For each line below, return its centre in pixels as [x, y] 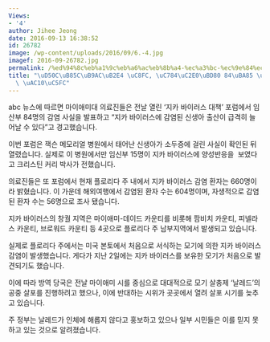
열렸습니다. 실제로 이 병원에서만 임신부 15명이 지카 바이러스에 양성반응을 [121, 154]
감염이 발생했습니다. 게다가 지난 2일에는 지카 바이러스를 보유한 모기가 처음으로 [131, 255]
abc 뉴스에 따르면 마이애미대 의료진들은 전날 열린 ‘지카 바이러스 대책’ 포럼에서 [130, 107]
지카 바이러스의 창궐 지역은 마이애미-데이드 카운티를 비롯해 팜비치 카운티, [123, 218]
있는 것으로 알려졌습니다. [62, 329]
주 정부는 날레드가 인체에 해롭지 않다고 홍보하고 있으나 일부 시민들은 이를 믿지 [129, 320]
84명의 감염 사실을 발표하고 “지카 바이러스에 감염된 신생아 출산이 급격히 [135, 116]
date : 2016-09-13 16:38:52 [53, 38]
